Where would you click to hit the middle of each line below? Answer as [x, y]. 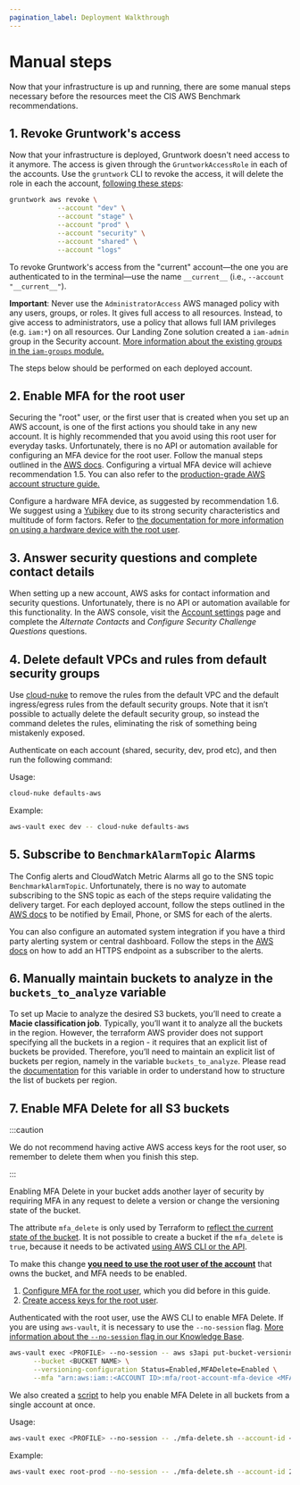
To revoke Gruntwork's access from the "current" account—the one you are [149, 267]
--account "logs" [89, 250]
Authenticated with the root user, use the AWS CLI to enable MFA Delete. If [146, 1318]
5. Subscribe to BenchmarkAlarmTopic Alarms [133, 855]
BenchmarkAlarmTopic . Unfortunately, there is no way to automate [128, 885]
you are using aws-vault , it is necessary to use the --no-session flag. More [146, 1327]
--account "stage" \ [95, 217]
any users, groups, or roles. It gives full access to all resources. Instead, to [146, 313]
